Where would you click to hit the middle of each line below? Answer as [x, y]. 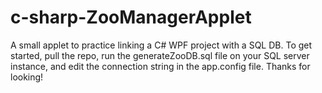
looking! [27, 77]
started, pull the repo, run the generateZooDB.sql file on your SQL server [160, 55]
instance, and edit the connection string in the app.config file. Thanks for [160, 66]
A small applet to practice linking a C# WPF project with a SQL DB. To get [161, 45]
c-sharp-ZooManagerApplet [131, 17]
